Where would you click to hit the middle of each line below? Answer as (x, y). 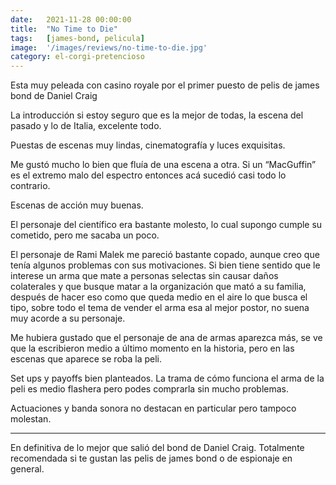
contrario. (30, 186)
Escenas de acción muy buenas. (77, 205)
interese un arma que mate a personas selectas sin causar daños (144, 276)
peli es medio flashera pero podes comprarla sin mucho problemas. (149, 389)
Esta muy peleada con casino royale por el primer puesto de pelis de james (165, 85)
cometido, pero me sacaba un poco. (85, 235)
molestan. (31, 419)
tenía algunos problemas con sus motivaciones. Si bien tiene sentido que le (165, 265)
